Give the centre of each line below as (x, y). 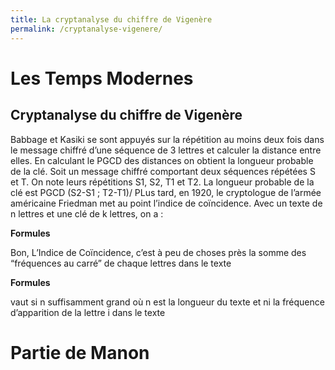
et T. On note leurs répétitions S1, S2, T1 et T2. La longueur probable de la (162, 182)
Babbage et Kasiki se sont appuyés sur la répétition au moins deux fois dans (167, 139)
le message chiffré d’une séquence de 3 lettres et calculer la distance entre (166, 150)
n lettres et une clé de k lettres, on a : (87, 213)
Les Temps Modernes (102, 78)
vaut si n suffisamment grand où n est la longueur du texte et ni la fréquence (167, 302)
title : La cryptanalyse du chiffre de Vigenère (111, 19)
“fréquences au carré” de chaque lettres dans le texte (121, 263)
